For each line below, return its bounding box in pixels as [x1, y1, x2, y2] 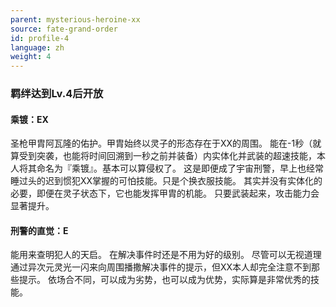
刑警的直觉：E [10, 224, 69, 236]
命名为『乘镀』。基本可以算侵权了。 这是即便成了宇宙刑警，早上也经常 [36, 162, 324, 175]
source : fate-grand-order [10, 24, 118, 34]
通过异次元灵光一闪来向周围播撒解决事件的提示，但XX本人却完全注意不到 [10, 261, 312, 273]
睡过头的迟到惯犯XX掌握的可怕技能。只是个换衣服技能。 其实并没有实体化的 [10, 175, 323, 187]
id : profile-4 [10, 33, 70, 43]
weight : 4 [10, 52, 52, 62]
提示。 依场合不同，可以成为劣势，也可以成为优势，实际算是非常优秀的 [18, 274, 311, 286]
